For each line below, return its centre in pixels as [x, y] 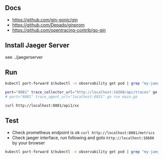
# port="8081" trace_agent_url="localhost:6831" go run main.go [71, 97]
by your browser [28, 142]
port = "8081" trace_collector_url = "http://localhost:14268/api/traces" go [81, 92]
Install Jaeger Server [37, 45]
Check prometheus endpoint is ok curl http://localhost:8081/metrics [83, 132]
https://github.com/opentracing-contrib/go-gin [59, 30]
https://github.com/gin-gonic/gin [45, 19]
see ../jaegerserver [24, 57]
